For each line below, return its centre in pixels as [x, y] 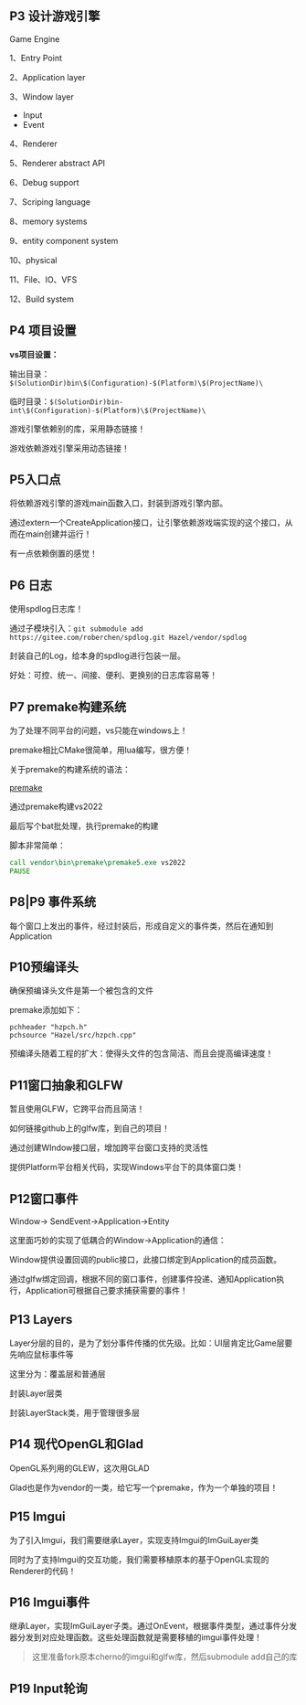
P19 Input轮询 [49, 1688]
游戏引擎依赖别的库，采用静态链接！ [78, 429]
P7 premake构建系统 [68, 707]
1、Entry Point [36, 58]
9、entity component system [64, 240]
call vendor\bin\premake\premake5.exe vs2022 [97, 863]
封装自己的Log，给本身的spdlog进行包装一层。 [97, 655]
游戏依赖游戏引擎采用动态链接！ [69, 448]
